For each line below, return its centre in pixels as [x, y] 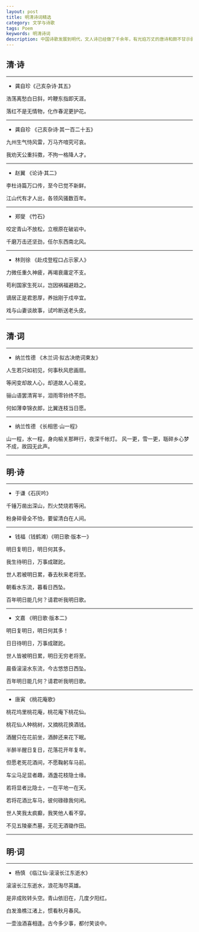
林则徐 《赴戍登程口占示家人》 [52, 260]
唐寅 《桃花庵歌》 [36, 700]
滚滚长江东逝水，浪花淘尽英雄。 [45, 886]
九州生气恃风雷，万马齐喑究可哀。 [48, 142]
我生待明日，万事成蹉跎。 [37, 562]
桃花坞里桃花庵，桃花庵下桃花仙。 [48, 712]
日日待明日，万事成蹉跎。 [37, 643]
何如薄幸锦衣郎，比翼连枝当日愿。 [48, 408]
